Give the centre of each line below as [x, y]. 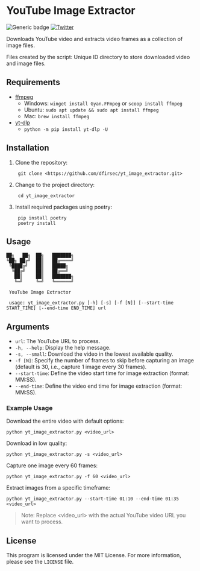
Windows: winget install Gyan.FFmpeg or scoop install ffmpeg [103, 103]
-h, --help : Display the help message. [63, 348]
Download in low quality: [37, 443]
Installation [28, 148]
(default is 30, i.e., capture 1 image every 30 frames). [81, 367]
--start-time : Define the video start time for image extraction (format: [102, 373]
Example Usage [30, 408]
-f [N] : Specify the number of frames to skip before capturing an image [105, 361]
